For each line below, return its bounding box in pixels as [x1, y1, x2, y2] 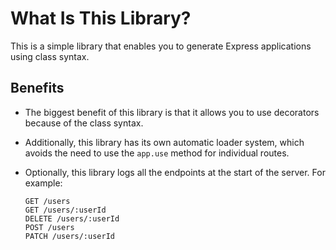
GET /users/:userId [24, 205, 107, 215]
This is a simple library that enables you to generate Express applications [10, 40, 312, 52]
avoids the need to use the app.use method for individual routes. [24, 147, 290, 159]
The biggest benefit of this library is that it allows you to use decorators [24, 106, 320, 118]
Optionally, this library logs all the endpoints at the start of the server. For [24, 166, 326, 178]
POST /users [24, 222, 75, 232]
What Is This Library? [10, 7, 192, 30]
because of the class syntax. [24, 117, 144, 129]
